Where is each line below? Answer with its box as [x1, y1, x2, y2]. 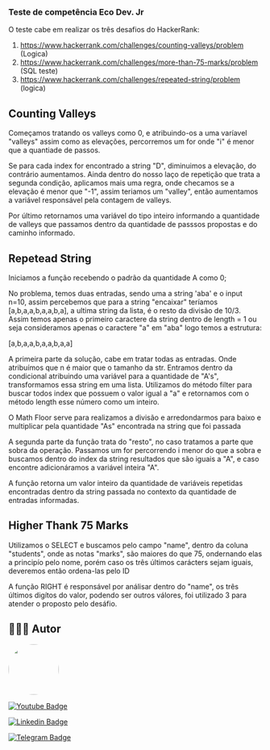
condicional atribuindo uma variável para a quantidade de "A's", [8, 371, 219, 381]
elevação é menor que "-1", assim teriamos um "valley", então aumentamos [8, 186, 259, 196]
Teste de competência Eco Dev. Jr [8, 6, 144, 18]
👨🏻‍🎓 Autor [8, 622, 61, 636]
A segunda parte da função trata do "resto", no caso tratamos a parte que [8, 437, 254, 446]
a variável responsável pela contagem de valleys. [8, 195, 172, 205]
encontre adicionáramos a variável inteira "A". [8, 463, 160, 472]
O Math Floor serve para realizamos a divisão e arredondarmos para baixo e [8, 413, 262, 422]
